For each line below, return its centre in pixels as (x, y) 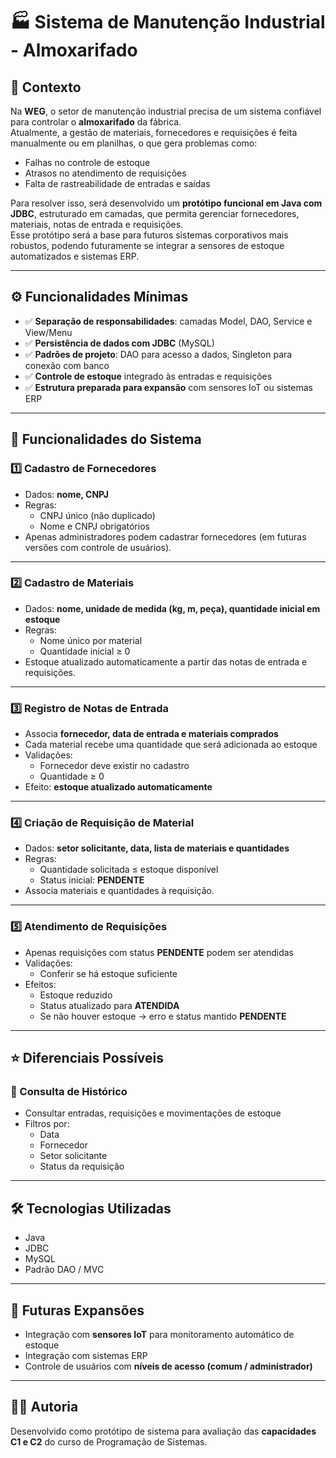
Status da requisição (82, 1166)
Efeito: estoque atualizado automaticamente (118, 787)
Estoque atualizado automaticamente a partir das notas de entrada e (166, 661)
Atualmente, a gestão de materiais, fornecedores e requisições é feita (154, 132)
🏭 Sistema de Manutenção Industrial (168, 22)
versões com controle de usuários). (98, 547)
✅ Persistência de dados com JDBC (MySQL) (119, 343)
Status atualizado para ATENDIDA (109, 1005)
